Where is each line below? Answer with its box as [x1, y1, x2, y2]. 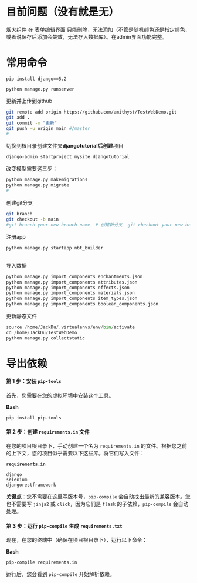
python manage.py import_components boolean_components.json [6, 301, 159, 307]
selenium [6, 477, 28, 483]
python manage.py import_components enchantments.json [6, 274, 143, 279]
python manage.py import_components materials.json [6, 290, 135, 296]
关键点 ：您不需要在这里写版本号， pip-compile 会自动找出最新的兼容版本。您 [6, 493, 191, 500]
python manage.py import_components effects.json [6, 285, 130, 291]
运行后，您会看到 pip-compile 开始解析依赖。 [6, 571, 116, 578]
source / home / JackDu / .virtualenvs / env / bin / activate [6, 324, 135, 330]
